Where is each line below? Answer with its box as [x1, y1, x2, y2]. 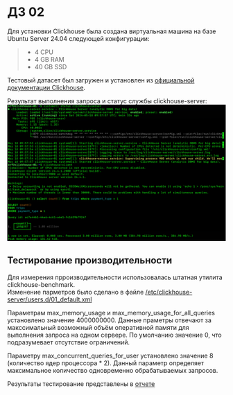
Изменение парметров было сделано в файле [7, 288, 144, 296]
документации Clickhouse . [7, 83, 85, 91]
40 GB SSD [34, 62, 67, 71]
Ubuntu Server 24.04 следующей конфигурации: [7, 34, 150, 42]
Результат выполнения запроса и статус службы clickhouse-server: [7, 96, 207, 105]
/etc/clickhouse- [145, 288, 193, 296]
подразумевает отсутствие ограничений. [7, 337, 130, 346]
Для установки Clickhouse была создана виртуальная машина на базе [7, 27, 216, 35]
